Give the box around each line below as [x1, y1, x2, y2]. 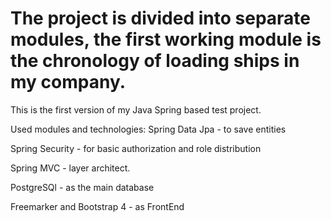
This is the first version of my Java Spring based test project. [10, 103, 262, 116]
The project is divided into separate [10, 7, 312, 30]
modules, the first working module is [10, 28, 322, 51]
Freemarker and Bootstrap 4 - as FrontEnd [10, 200, 185, 212]
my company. [10, 71, 127, 94]
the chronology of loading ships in [10, 50, 300, 72]
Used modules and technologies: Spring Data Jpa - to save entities [10, 123, 287, 135]
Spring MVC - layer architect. [10, 162, 131, 174]
